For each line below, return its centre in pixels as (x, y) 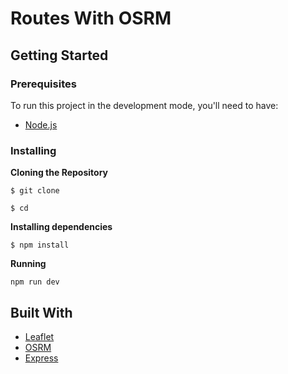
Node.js (41, 124)
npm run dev (35, 282)
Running (28, 264)
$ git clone (35, 191)
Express (41, 358)
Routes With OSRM (91, 18)
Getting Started (59, 55)
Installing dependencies (61, 227)
